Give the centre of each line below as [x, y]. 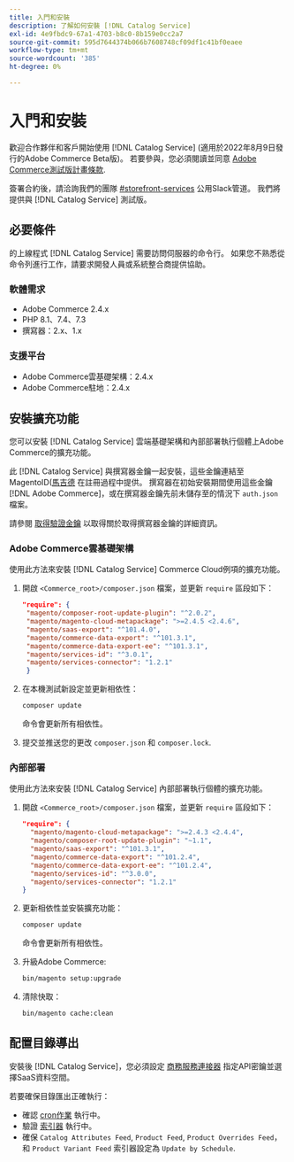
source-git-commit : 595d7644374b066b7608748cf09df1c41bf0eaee [126, 42]
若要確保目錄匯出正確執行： [60, 1096]
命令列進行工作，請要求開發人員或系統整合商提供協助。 [109, 264]
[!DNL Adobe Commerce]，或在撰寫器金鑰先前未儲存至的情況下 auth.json [143, 493]
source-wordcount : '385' [55, 58]
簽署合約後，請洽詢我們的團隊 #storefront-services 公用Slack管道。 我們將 [145, 188]
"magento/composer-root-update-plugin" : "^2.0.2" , [121, 613]
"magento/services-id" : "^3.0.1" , [90, 655]
